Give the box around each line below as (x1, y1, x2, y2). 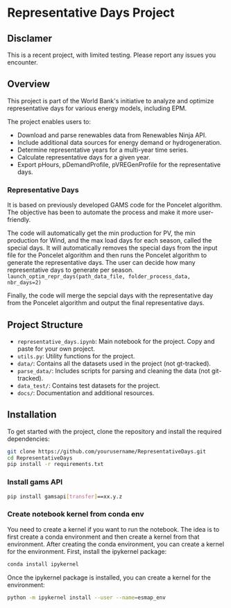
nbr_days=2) (7, 279, 42, 286)
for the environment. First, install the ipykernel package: (7, 547, 167, 555)
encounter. (7, 58, 38, 67)
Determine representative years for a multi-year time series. (17, 146, 189, 154)
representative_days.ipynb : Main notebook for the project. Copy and (17, 337, 215, 345)
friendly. (7, 216, 31, 224)
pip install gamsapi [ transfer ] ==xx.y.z (7, 493, 123, 500)
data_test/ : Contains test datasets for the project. (17, 381, 161, 390)
